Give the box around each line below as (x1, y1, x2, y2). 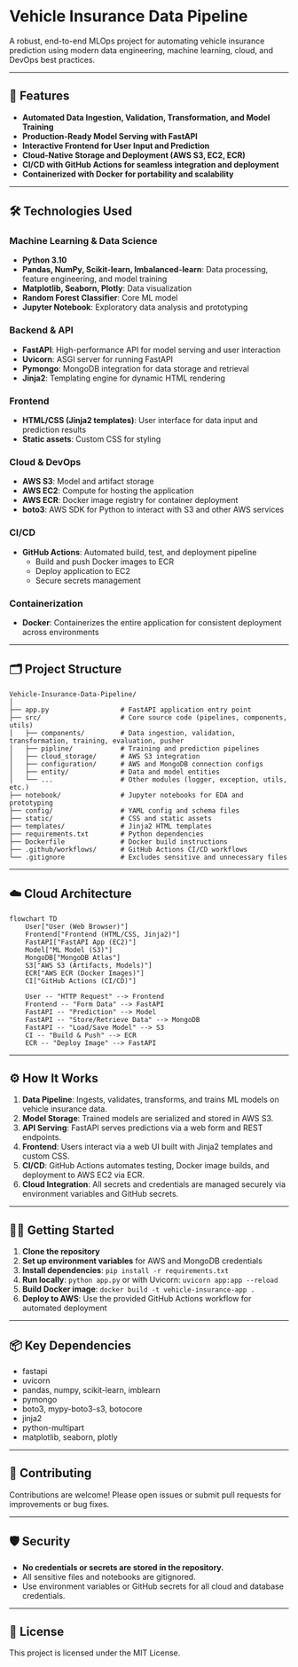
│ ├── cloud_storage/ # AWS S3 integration (9, 751, 200, 760)
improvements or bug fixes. (9, 1498, 110, 1509)
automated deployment (21, 1302, 107, 1314)
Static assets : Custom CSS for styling (21, 434, 161, 444)
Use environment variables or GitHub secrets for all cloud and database (21, 1581, 284, 1592)
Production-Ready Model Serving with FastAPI (21, 130, 198, 141)
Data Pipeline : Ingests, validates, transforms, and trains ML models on (21, 1094, 279, 1105)
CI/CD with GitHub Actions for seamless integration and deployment (21, 159, 279, 169)
